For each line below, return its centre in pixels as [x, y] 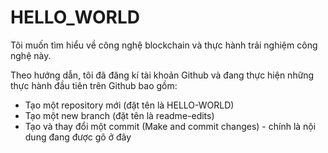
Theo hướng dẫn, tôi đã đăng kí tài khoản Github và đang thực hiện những [162, 75]
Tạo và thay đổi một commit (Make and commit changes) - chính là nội [170, 126]
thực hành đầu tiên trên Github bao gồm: [94, 85]
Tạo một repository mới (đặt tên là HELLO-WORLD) [129, 105]
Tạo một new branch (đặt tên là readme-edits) [119, 115]
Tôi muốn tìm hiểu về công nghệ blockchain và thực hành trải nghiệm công [164, 45]
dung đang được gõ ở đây [78, 137]
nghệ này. [31, 55]
